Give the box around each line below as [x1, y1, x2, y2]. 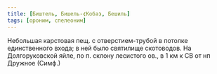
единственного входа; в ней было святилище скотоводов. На [7, 44, 192, 52]
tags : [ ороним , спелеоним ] [7, 17, 86, 24]
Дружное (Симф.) [7, 58, 61, 67]
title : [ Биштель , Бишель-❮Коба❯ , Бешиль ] [7, 10, 131, 18]
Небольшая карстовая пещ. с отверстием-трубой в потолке [7, 36, 188, 44]
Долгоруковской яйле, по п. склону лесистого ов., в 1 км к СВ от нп [7, 51, 211, 60]
